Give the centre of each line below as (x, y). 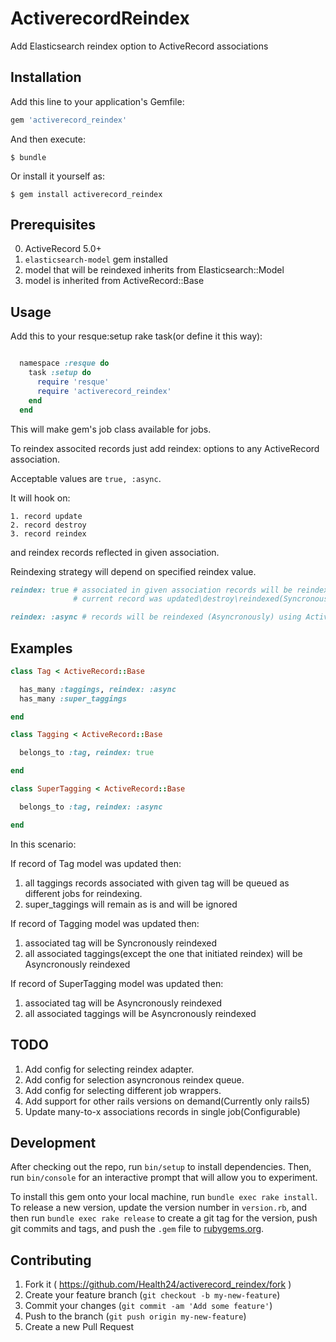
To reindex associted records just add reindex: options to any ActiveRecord (165, 448)
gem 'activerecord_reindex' (69, 120)
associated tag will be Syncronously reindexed (120, 943)
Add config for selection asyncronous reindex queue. (134, 1079)
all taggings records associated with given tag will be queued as (157, 883)
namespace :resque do (64, 363)
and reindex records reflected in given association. (115, 552)
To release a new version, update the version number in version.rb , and (159, 1208)
